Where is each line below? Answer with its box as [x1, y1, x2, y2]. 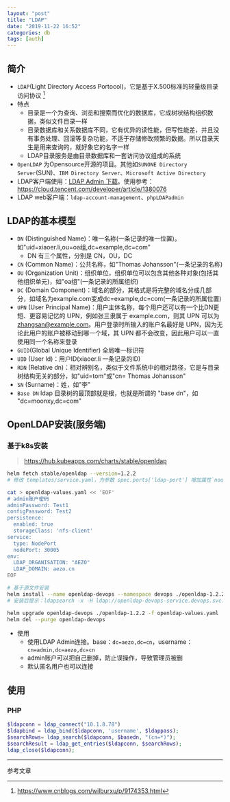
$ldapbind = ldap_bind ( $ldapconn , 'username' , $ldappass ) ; [7, 728, 179, 735]
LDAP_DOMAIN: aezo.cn [13, 566, 75, 572]
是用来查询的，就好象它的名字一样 [33, 142, 130, 151]
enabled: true [13, 521, 53, 528]
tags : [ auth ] [7, 36, 44, 43]
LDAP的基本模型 [7, 214, 77, 227]
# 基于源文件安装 [7, 585, 49, 592]
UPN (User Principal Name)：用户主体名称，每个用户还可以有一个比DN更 [16, 303, 220, 311]
